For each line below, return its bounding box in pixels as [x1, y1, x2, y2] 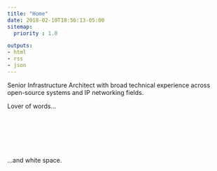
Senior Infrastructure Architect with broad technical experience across [7, 81, 211, 89]
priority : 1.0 [13, 29, 58, 37]
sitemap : [7, 23, 33, 30]
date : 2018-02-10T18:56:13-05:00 [7, 17, 105, 24]
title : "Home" [7, 10, 49, 17]
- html [7, 49, 27, 56]
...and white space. [7, 156, 62, 164]
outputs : [7, 43, 33, 50]
